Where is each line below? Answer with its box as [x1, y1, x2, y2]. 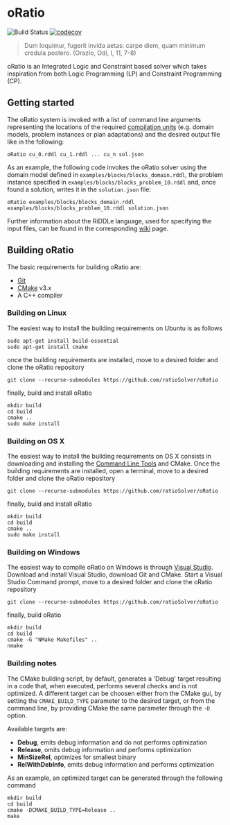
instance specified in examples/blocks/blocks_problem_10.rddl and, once [7, 178, 216, 186]
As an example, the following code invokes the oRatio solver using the [7, 163, 207, 171]
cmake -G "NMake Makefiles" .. [7, 636, 98, 643]
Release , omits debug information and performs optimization [17, 745, 192, 754]
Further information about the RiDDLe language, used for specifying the [7, 216, 212, 225]
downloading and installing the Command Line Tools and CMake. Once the [7, 459, 220, 468]
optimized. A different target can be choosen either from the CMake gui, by [7, 689, 222, 697]
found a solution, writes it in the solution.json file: [7, 185, 151, 194]
